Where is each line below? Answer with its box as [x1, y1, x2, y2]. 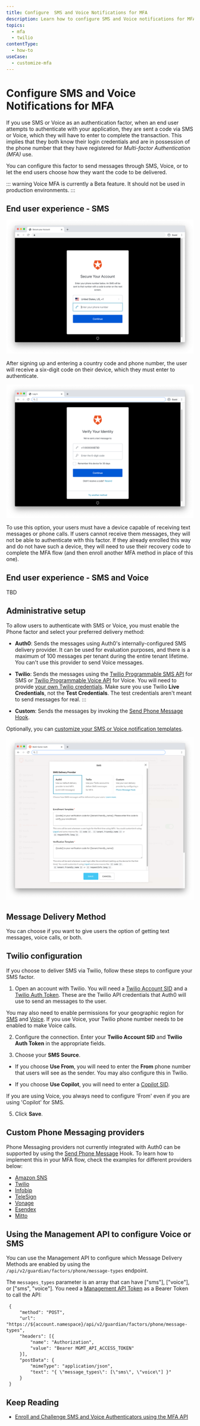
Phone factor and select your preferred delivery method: [6, 628, 145, 635]
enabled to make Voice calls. [6, 1021, 77, 1029]
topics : [6, 22, 26, 28]
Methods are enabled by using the [6, 1261, 90, 1268]
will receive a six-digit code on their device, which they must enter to [6, 366, 176, 373]
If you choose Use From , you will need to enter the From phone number [14, 1062, 191, 1070]
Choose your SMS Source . [14, 1051, 81, 1058]
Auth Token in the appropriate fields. [14, 1039, 106, 1047]
